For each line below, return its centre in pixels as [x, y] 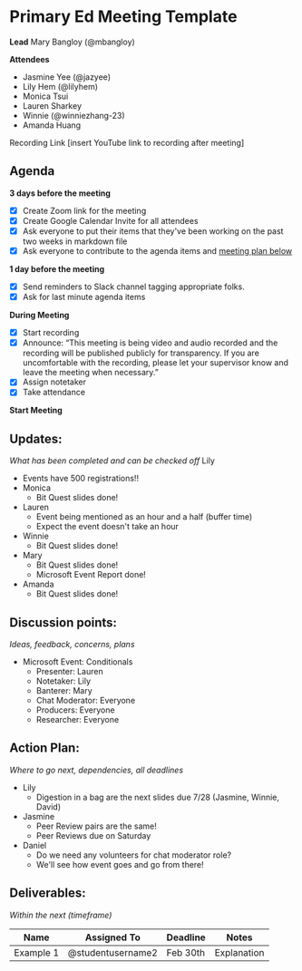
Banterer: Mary [64, 690]
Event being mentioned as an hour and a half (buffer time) [144, 517]
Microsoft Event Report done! [91, 575]
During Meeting [39, 316]
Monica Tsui [45, 96]
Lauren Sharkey [52, 105]
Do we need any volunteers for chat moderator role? [134, 855]
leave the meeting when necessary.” [90, 373]
